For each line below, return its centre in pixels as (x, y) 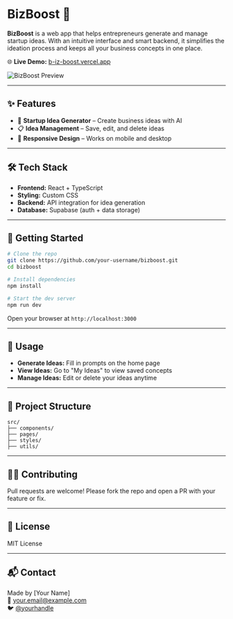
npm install (24, 286)
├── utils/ (23, 447)
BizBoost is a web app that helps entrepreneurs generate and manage (107, 33)
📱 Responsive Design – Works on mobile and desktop (94, 138)
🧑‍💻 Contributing (43, 474)
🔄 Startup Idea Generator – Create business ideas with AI (100, 120)
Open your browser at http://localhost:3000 (72, 318)
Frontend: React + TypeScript (60, 187)
